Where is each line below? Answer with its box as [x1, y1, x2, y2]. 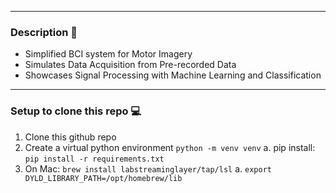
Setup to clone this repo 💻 [10, 104, 142, 118]
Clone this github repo [24, 131, 117, 143]
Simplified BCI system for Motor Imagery [24, 48, 193, 60]
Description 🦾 [10, 25, 78, 39]
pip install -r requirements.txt [24, 154, 165, 164]
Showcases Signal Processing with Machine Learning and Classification [24, 69, 322, 81]
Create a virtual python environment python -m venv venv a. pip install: [24, 141, 316, 153]
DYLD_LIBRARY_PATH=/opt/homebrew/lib [24, 173, 183, 183]
